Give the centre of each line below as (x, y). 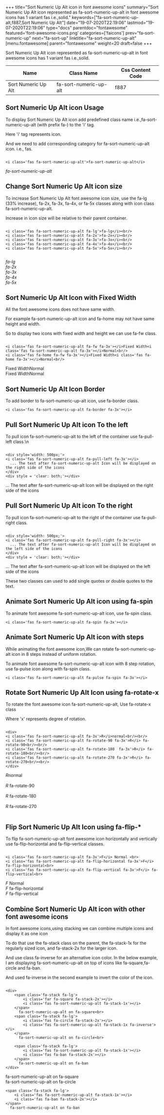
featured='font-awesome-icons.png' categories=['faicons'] (65, 33)
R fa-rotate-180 (21, 796)
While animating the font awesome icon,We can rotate (60, 649)
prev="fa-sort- (140, 33)
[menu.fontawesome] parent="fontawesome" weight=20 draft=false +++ (79, 43)
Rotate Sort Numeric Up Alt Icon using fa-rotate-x (82, 692)
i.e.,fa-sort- (146, 120)
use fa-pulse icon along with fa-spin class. (48, 669)
